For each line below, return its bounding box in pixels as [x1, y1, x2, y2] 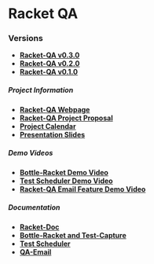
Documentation [8, 203, 60, 212]
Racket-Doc [19, 222, 60, 232]
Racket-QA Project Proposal [19, 113, 113, 123]
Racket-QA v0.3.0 [19, 50, 80, 60]
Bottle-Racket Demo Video [19, 168, 108, 178]
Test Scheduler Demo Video [19, 176, 113, 185]
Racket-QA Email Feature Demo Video [19, 185, 146, 194]
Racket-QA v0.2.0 [19, 59, 80, 68]
